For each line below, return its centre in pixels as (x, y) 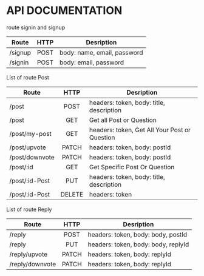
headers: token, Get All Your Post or (140, 130)
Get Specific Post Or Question (132, 167)
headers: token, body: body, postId (138, 234)
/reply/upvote (29, 254)
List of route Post (28, 77)
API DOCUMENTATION (64, 11)
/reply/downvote (33, 264)
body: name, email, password (101, 52)
